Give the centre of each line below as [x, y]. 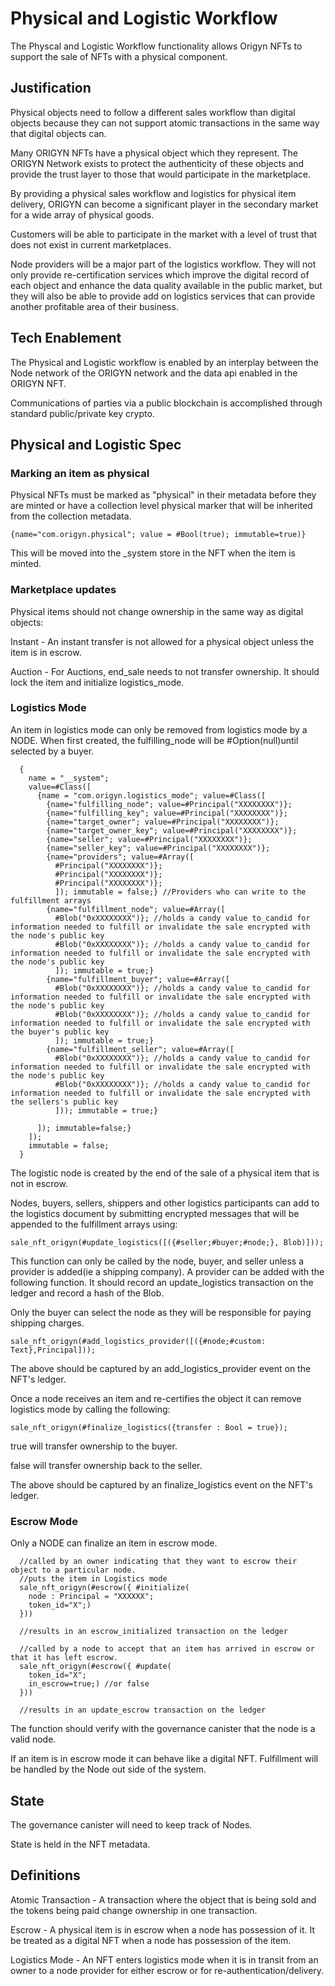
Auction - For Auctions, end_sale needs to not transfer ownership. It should [165, 671]
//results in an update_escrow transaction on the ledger [143, 1710]
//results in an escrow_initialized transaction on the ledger [153, 1632]
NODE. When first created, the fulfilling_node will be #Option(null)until [154, 740]
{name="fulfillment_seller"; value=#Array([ [140, 1049]
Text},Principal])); [53, 1350]
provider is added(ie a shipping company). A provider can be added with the [167, 1271]
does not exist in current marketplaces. [91, 244]
